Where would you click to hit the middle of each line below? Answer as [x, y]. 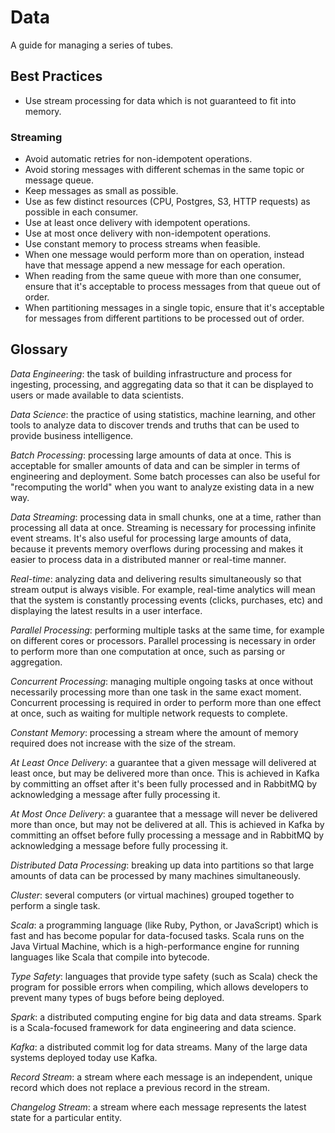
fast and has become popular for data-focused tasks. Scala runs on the [157, 935]
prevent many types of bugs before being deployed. [117, 997]
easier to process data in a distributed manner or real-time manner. [148, 559]
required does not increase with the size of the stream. [123, 743]
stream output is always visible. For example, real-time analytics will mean [163, 589]
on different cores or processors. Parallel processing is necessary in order [163, 640]
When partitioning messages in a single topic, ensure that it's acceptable [174, 308]
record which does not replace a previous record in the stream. [140, 1087]
